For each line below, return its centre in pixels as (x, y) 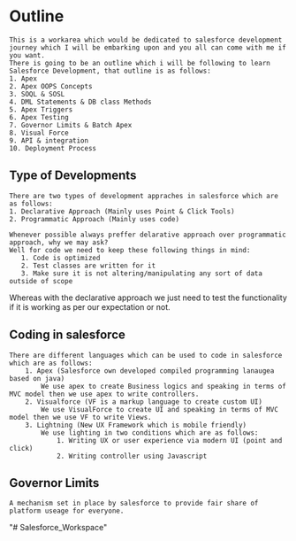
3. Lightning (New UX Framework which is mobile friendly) (136, 425)
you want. (27, 55)
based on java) (37, 378)
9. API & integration (49, 140)
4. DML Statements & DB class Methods (80, 102)
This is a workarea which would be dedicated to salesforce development (146, 40)
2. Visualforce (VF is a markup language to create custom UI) (144, 402)
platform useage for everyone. (67, 511)
